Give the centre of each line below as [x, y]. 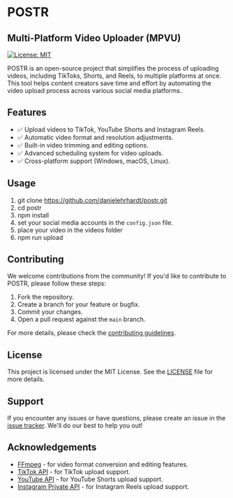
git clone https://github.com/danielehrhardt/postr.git [92, 200]
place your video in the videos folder [70, 230]
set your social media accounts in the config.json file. [95, 222]
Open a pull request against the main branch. [81, 320]
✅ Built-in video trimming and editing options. [83, 145]
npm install [33, 215]
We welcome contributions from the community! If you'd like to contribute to [117, 276]
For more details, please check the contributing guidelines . [92, 333]
